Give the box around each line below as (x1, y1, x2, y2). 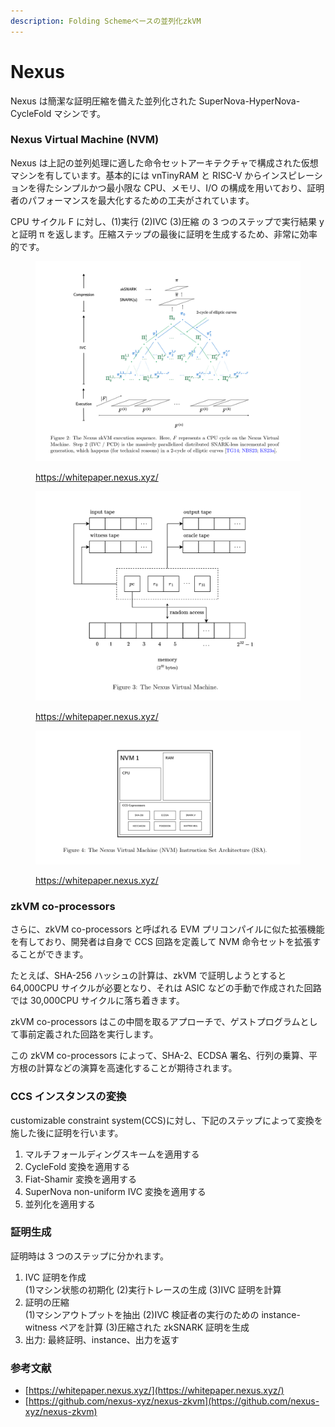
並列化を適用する (24, 1198, 96, 1210)
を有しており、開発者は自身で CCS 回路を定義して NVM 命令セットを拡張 (10, 936, 313, 948)
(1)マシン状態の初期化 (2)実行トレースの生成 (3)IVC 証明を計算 (24, 1283, 282, 1295)
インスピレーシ (261, 169, 323, 181)
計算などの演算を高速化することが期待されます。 (36, 1062, 238, 1074)
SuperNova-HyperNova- (198, 95, 301, 107)
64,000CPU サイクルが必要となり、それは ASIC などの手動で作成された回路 (10, 982, 322, 994)
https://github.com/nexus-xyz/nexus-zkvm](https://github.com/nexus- (28, 1395, 320, 1407)
